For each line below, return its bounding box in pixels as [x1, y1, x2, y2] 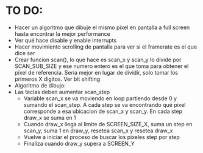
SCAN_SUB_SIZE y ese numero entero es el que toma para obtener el [14, 62, 189, 70]
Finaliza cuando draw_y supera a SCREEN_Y [23, 140, 135, 147]
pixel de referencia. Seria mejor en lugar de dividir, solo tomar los [14, 69, 179, 76]
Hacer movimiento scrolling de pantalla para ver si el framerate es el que [14, 43, 198, 50]
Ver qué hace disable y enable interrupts [14, 36, 117, 44]
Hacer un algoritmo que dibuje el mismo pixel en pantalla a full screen [14, 24, 190, 31]
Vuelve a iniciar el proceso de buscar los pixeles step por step [23, 133, 180, 140]
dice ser [14, 49, 35, 56]
